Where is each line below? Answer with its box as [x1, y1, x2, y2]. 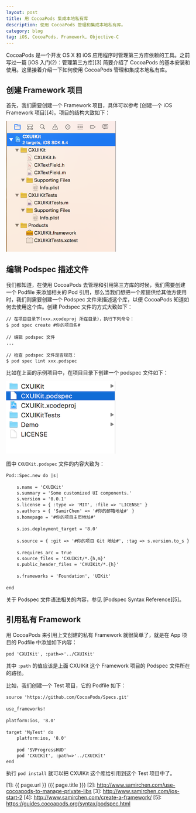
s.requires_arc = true [16, 550, 72, 555]
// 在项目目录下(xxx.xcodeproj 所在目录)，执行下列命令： [6, 316, 135, 322]
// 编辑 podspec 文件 [6, 334, 56, 340]
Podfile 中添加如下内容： [17, 639, 77, 646]
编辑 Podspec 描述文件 [6, 265, 89, 275]
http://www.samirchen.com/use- [97, 781, 176, 788]
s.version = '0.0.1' [16, 496, 67, 502]
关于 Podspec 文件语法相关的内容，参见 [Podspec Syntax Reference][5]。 [6, 596, 185, 603]
